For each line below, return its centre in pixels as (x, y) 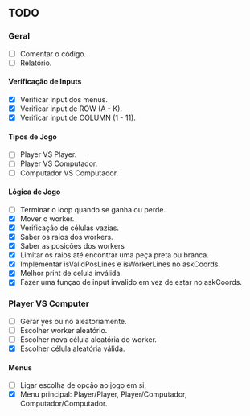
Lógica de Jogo (35, 192)
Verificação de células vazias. (69, 228)
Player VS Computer (49, 303)
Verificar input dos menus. (64, 100)
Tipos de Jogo (33, 137)
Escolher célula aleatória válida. (72, 348)
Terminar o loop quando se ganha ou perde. (93, 209)
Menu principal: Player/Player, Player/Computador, (103, 394)
